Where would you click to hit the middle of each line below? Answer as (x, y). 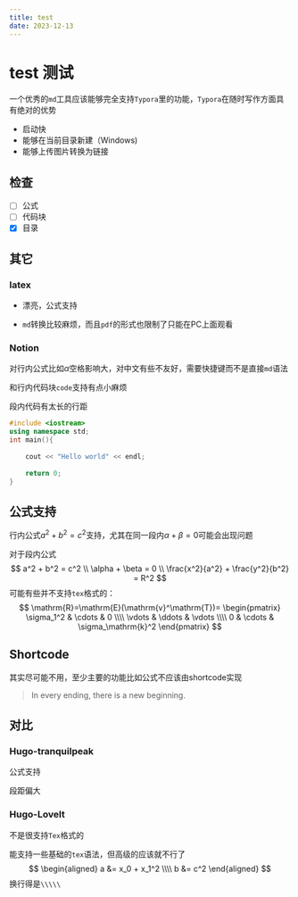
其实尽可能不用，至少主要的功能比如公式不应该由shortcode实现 (126, 677)
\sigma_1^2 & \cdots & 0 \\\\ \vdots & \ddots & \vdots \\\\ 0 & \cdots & (150, 617)
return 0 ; (44, 473)
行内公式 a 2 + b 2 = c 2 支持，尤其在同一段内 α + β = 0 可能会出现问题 (131, 534)
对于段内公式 (33, 553)
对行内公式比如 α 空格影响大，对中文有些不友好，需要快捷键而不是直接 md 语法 (149, 369)
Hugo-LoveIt (37, 815)
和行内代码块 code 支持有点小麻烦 (68, 387)
